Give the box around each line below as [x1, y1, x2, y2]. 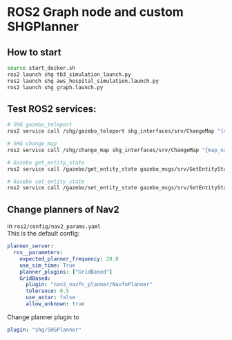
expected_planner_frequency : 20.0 [19, 255, 119, 263]
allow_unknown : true [25, 301, 85, 308]
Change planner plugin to [7, 312, 79, 321]
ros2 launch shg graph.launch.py [7, 84, 104, 91]
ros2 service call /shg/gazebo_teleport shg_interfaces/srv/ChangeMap [7, 128, 215, 135]
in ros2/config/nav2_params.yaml [7, 222, 101, 230]
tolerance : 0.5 [25, 287, 70, 294]
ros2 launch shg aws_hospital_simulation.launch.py [7, 77, 159, 84]
